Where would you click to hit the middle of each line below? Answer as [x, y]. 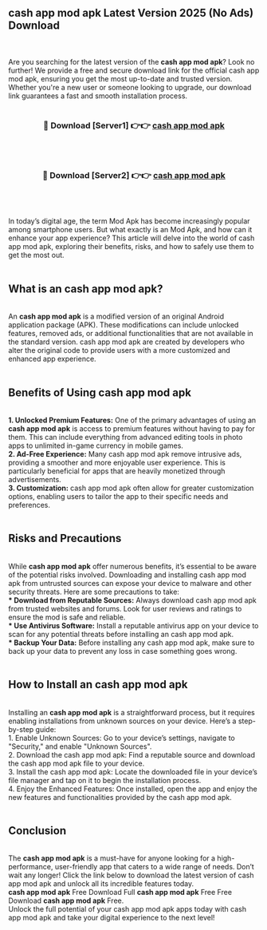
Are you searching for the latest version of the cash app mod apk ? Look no [132, 61]
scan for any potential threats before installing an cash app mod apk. [121, 634]
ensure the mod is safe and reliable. [67, 617]
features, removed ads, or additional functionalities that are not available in [131, 334]
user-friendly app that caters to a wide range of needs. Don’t [155, 867]
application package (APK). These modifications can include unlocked [124, 325]
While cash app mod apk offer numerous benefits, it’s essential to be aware [132, 566]
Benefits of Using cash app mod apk [100, 392]
